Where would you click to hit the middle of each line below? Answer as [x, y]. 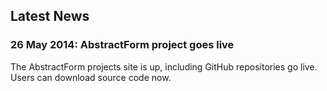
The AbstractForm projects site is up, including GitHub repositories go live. [164, 66]
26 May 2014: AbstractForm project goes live [122, 45]
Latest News [50, 16]
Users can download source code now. [91, 77]
